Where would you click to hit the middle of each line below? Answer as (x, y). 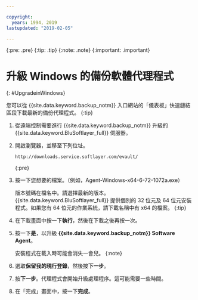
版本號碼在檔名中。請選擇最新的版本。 (62, 193)
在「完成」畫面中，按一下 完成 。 (54, 291)
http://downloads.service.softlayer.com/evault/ (76, 157)
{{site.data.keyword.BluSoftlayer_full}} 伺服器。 (73, 133)
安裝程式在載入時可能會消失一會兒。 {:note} (68, 253)
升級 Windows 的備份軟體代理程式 (90, 76)
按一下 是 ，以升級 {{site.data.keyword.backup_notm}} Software (95, 233)
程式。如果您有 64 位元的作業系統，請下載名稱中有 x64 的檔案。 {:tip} (100, 208)
